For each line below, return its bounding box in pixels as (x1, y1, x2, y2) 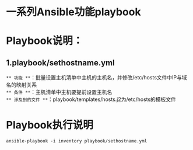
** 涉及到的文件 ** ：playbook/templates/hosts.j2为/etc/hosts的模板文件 (6, 96, 177, 103)
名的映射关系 (6, 81, 37, 88)
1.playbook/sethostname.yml (6, 58, 115, 68)
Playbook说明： (6, 34, 83, 47)
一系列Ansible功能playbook (6, 5, 141, 19)
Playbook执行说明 (6, 118, 93, 132)
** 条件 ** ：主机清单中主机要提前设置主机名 (6, 89, 113, 96)
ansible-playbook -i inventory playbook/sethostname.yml (6, 138, 148, 144)
